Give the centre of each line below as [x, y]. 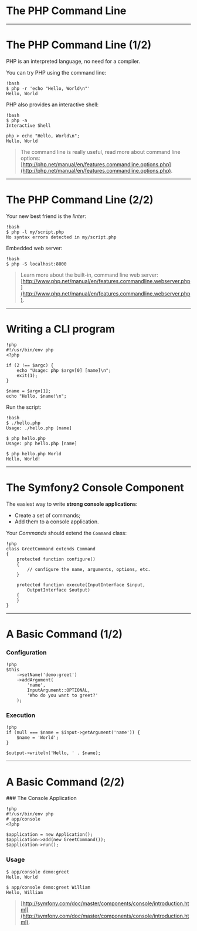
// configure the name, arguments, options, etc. [89, 569]
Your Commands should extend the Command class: [67, 533]
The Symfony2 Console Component [95, 487]
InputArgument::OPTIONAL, [59, 690]
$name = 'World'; [38, 738]
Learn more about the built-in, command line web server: [89, 275]
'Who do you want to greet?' [63, 695]
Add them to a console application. [57, 522]
